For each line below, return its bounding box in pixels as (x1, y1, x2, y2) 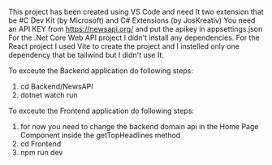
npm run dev (19, 148, 63, 157)
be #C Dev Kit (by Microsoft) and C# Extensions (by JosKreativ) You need (8, 15, 256, 25)
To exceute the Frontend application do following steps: (8, 106, 195, 115)
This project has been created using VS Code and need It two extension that (8, 7, 264, 16)
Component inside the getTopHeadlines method (19, 130, 181, 140)
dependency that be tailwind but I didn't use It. (8, 50, 165, 59)
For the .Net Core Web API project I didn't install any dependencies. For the (8, 33, 260, 42)
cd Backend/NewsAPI (19, 81, 93, 91)
